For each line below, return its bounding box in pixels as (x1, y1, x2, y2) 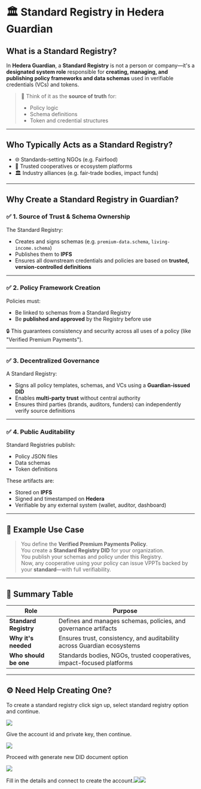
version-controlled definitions (14, 263, 92, 270)
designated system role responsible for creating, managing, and (6, 68, 168, 75)
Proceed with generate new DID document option (6, 753, 129, 760)
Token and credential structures (29, 117, 109, 124)
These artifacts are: (6, 477, 54, 485)
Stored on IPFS (14, 489, 53, 496)
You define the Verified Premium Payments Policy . (20, 540, 148, 548)
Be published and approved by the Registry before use (14, 315, 151, 322)
